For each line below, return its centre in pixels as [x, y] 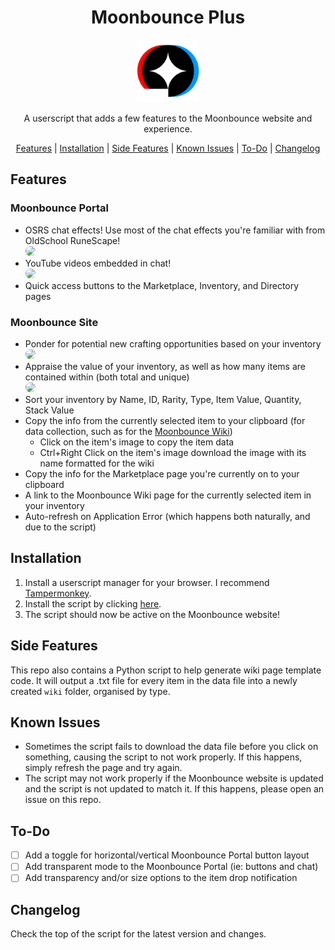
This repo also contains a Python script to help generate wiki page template [166, 670]
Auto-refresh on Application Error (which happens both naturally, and [167, 516]
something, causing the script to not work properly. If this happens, [163, 757]
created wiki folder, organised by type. [90, 691]
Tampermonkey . [58, 593]
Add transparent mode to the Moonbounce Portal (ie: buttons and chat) [171, 867]
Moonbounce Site [54, 322]
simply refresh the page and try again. [103, 768]
